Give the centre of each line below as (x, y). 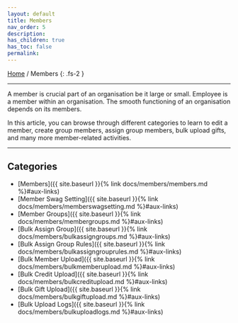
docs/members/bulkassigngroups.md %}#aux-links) (94, 236)
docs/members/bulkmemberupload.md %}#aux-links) (96, 266)
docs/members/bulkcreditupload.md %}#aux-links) (92, 281)
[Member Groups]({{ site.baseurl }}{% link (79, 214)
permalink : (23, 54)
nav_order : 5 (27, 27)
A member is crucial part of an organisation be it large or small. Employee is (118, 93)
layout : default (31, 14)
